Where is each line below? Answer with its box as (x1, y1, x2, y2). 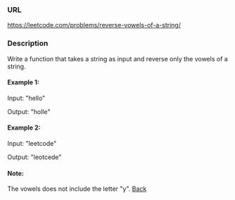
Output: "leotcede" (7, 153, 62, 161)
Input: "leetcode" (7, 139, 57, 147)
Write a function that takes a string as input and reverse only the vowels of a (7, 54, 229, 63)
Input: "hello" (7, 94, 46, 102)
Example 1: (7, 78, 40, 87)
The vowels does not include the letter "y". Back (7, 185, 147, 193)
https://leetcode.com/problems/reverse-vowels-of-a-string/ (7, 21, 182, 30)
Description (7, 39, 49, 49)
